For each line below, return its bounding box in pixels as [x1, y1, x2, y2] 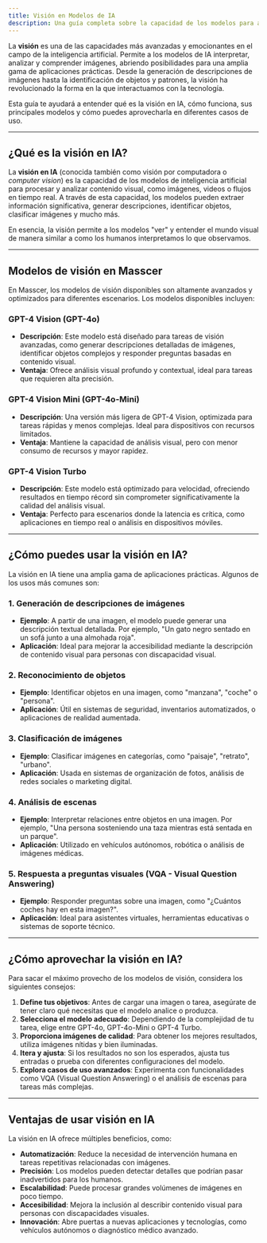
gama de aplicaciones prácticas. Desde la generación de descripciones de [8, 66, 253, 76]
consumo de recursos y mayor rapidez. [19, 445, 149, 455]
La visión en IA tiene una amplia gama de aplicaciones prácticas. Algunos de [8, 569, 259, 578]
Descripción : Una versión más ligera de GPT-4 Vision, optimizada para [19, 412, 253, 422]
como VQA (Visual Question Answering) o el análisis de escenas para [19, 1073, 247, 1084]
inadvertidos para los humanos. [19, 1174, 123, 1184]
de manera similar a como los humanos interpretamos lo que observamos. [8, 233, 252, 243]
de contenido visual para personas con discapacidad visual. [19, 650, 217, 660]
